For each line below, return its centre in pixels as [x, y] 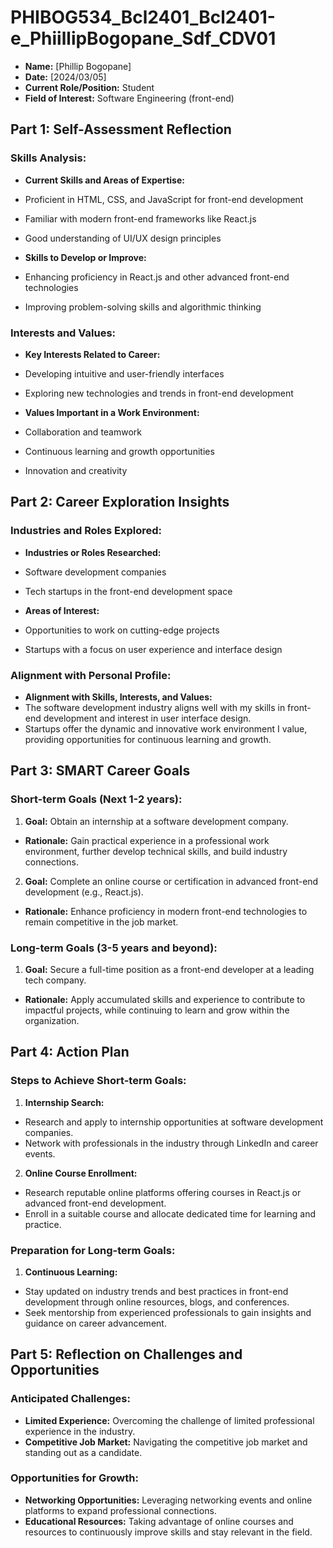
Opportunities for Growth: [74, 1478]
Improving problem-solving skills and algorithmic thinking [143, 307]
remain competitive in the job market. [101, 922]
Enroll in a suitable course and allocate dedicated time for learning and [170, 1213]
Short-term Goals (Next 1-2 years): [96, 799]
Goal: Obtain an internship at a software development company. [156, 821]
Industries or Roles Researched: [93, 552]
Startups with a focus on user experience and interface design [153, 649]
